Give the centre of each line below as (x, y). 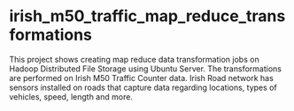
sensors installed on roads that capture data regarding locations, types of (143, 87)
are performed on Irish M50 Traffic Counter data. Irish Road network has (142, 78)
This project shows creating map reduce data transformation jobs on (134, 59)
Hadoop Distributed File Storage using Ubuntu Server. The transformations (145, 69)
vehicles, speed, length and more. (71, 96)
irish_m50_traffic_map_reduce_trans (147, 16)
